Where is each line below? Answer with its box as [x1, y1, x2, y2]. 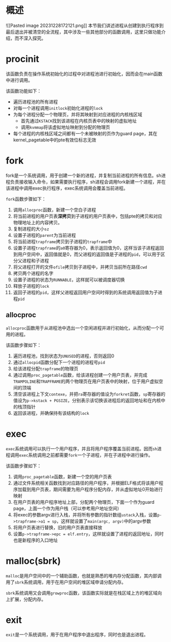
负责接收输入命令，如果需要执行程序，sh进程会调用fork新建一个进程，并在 [10, 178, 166, 185]
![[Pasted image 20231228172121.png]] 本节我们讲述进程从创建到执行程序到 [6, 22, 164, 28]
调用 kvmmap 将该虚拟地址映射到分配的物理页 [20, 124, 111, 130]
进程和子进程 [22, 257, 49, 263]
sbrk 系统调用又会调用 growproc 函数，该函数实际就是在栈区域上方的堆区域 [6, 590, 158, 596]
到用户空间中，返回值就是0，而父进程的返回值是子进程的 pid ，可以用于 [13, 251, 161, 257]
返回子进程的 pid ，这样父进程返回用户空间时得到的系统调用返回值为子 [13, 289, 158, 295]
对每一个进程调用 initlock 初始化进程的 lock [13, 105, 103, 111]
